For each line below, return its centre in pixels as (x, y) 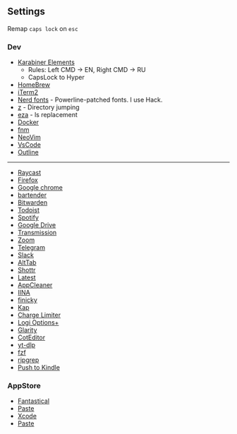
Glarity (27, 330)
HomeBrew (34, 85)
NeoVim (29, 138)
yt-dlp (26, 345)
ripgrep (28, 360)
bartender (32, 195)
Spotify (28, 217)
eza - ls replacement (47, 115)
